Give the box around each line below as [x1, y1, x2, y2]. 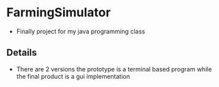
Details [6, 47, 37, 58]
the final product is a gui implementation [16, 72, 131, 80]
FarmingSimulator [6, 5, 111, 20]
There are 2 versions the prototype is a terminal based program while [16, 65, 212, 73]
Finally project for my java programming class [16, 27, 145, 35]
